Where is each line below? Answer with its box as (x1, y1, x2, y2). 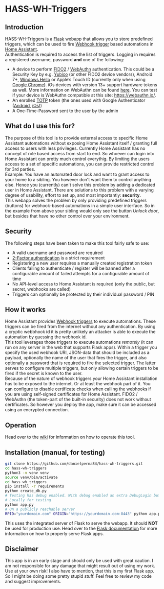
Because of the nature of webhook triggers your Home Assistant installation (5, 376, 158, 381)
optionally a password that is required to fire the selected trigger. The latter (5, 360, 156, 366)
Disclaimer (5, 544, 39, 553)
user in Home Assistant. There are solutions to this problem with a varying (5, 187, 154, 193)
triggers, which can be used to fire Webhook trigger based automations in (5, 41, 154, 47)
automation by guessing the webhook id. (5, 334, 87, 340)
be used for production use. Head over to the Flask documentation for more (5, 525, 158, 531)
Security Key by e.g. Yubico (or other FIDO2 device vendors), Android (12, 71, 153, 77)
